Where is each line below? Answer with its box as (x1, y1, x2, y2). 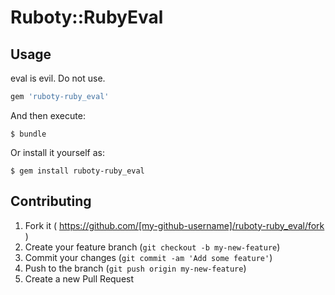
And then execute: (10, 109, 86, 121)
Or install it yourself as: (10, 146, 105, 158)
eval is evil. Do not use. (10, 72, 106, 84)
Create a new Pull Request (24, 272, 135, 285)
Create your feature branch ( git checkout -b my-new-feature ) (24, 241, 281, 253)
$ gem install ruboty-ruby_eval (10, 166, 145, 176)
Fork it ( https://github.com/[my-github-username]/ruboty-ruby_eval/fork (24, 219, 325, 231)
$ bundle (10, 129, 47, 139)
